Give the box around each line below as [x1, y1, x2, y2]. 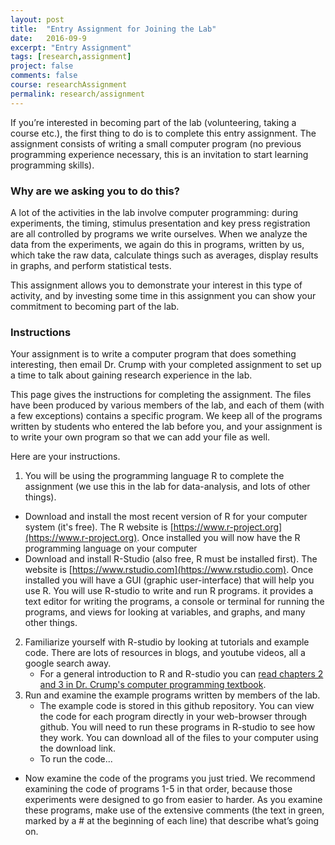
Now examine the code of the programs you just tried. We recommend [24, 772, 316, 785]
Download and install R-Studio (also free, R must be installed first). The [24, 553, 318, 565]
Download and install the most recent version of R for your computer [24, 511, 308, 523]
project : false [10, 61, 74, 71]
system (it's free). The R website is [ [24, 521, 174, 533]
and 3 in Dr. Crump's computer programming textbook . [39, 679, 267, 691]
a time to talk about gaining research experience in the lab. [10, 369, 253, 381]
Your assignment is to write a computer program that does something [10, 348, 297, 360]
